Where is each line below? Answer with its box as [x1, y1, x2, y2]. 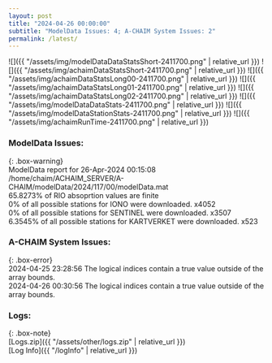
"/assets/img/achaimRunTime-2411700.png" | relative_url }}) [8, 117, 209, 127]
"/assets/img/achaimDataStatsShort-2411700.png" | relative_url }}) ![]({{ [24, 66, 264, 76]
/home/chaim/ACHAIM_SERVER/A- [8, 173, 124, 183]
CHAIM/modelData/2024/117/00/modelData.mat [8, 182, 169, 192]
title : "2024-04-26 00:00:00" [8, 19, 111, 28]
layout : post [8, 11, 53, 20]
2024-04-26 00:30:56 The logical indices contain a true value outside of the [8, 281, 265, 291]
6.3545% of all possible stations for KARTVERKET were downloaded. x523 [8, 216, 258, 226]
